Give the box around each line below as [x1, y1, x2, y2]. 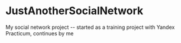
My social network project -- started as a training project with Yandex [5, 24, 175, 31]
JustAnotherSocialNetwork [5, 4, 143, 18]
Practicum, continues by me [5, 29, 74, 37]
